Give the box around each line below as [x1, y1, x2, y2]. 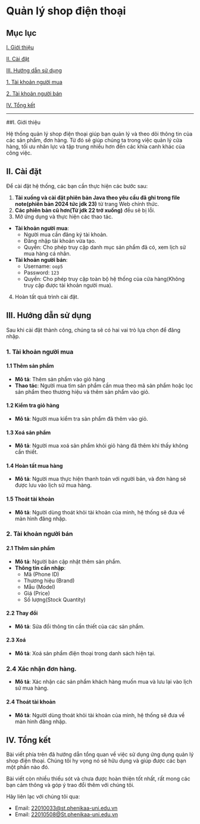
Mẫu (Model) [23, 583, 55, 590]
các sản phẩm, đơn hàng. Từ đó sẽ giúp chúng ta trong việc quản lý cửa [6, 137, 183, 144]
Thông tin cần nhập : [14, 564, 66, 571]
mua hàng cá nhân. [23, 249, 71, 257]
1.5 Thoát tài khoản [6, 495, 55, 502]
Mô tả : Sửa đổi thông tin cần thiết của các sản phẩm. [14, 622, 145, 630]
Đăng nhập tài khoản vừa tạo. [23, 237, 96, 244]
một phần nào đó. [6, 764, 49, 771]
